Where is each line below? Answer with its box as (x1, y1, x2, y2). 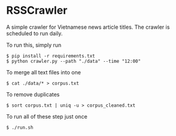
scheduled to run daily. (6, 29, 63, 37)
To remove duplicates (6, 90, 60, 98)
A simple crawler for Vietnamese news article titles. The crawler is (6, 23, 170, 31)
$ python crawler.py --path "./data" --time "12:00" (6, 58, 141, 64)
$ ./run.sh (6, 124, 34, 131)
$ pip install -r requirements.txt (6, 53, 96, 59)
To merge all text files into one (6, 68, 81, 75)
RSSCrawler (6, 4, 68, 17)
